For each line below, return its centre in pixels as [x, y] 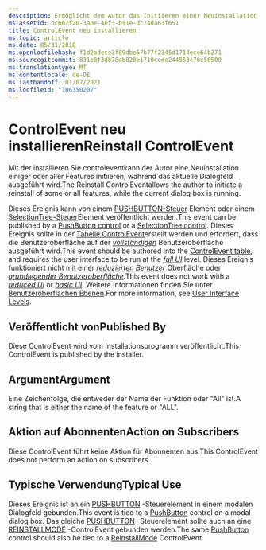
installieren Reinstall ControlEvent [121, 146]
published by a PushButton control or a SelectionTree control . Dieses [121, 226]
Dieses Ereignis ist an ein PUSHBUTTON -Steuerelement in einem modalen [131, 504]
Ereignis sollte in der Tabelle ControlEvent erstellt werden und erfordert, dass [133, 234]
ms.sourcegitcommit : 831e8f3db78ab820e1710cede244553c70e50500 [115, 60]
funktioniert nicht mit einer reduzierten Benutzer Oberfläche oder [115, 268]
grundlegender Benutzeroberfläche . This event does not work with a [119, 276]
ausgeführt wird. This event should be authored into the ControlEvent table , [130, 251]
